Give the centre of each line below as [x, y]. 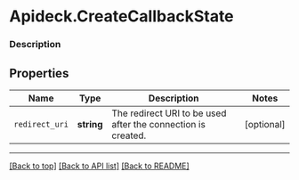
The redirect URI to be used [169, 113]
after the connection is [159, 124]
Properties [39, 73]
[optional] [265, 124]
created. [129, 135]
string [90, 124]
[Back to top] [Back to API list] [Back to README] [99, 166]
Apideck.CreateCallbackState [121, 16]
